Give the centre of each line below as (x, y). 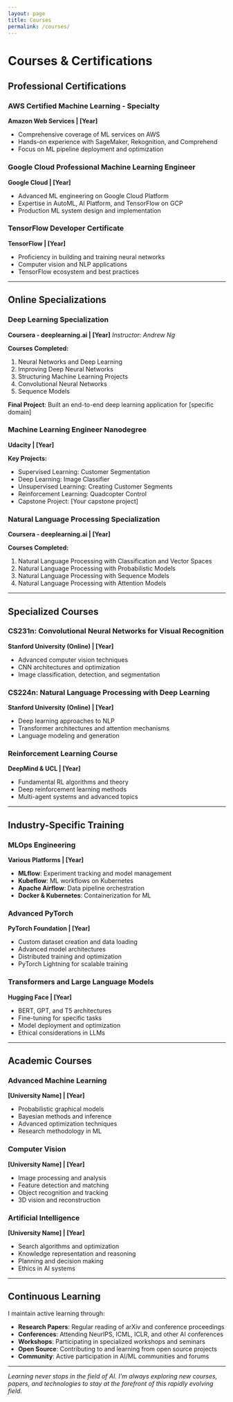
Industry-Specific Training (66, 825)
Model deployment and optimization (69, 1025)
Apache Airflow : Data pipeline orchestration (81, 888)
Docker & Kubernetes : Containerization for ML (84, 895)
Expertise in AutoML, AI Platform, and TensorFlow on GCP (100, 203)
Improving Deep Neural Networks (65, 369)
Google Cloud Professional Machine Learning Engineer (102, 167)
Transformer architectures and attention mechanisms (94, 728)
